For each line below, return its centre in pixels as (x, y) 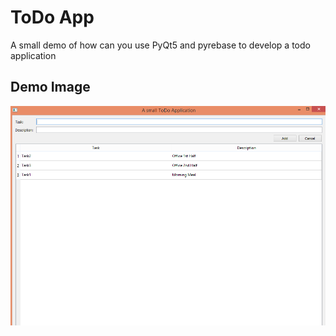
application (33, 55)
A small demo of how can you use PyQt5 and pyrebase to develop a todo (160, 45)
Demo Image (50, 87)
